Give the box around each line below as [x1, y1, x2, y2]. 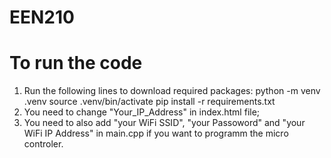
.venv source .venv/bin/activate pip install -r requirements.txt [23, 96, 276, 108]
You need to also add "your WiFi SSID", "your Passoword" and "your [23, 117, 306, 129]
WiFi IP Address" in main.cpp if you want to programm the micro [23, 127, 289, 140]
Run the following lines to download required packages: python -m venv [23, 85, 321, 97]
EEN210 [9, 6, 75, 29]
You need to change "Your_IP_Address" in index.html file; [23, 106, 261, 118]
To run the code [9, 52, 143, 75]
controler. [23, 138, 64, 150]
